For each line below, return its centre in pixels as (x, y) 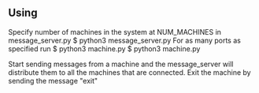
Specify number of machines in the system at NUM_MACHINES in (115, 32)
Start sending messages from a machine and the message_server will (121, 64)
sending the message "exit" (53, 80)
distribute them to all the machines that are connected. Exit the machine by (129, 72)
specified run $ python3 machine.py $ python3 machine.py (104, 48)
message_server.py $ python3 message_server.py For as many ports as (125, 40)
